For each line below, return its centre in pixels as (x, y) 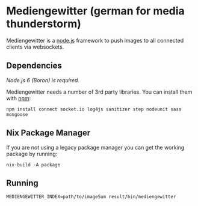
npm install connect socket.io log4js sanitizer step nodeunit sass (94, 109)
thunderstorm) (44, 24)
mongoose (17, 114)
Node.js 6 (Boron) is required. (43, 80)
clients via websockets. (35, 47)
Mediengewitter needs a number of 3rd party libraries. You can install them (99, 92)
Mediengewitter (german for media (95, 11)
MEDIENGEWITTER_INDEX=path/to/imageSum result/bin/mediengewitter (91, 197)
